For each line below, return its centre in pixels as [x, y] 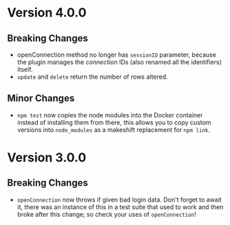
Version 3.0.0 [47, 157]
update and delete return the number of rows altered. [93, 77]
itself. [25, 69]
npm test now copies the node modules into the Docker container [110, 115]
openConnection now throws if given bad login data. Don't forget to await [119, 199]
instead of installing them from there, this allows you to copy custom [114, 122]
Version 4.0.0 [47, 13]
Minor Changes [41, 98]
